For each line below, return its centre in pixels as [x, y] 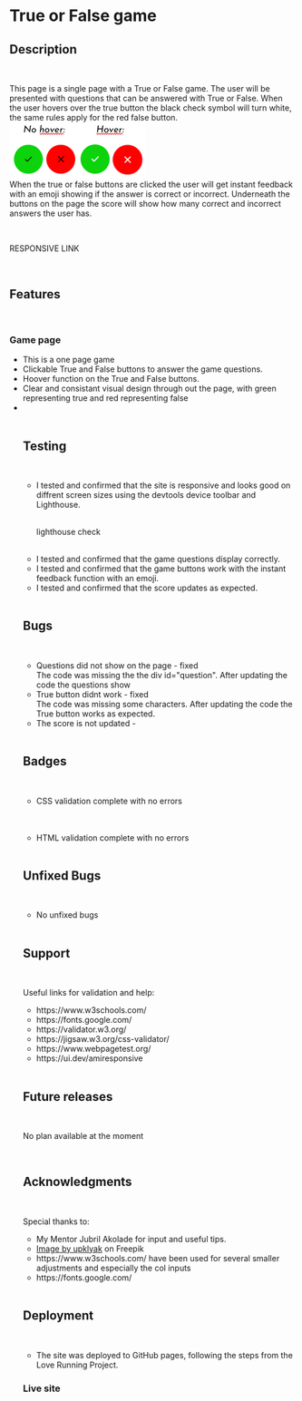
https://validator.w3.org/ [81, 1029]
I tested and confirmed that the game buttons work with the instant [161, 569]
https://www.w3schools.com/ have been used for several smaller [158, 1258]
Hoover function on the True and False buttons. [111, 379]
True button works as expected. [96, 714]
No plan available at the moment [83, 1135]
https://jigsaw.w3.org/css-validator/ [102, 1039]
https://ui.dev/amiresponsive [89, 1058]
